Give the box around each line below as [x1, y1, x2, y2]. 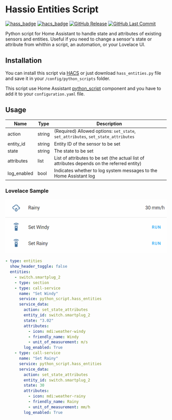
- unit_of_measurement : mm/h [28, 404, 91, 410]
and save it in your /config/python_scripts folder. [5, 75, 111, 82]
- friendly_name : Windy [28, 334, 79, 339]
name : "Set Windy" [18, 291, 58, 296]
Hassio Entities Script [5, 4, 99, 15]
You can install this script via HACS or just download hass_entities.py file [5, 70, 161, 76]
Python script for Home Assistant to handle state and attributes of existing [5, 30, 162, 36]
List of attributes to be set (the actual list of [54, 155, 145, 161]
